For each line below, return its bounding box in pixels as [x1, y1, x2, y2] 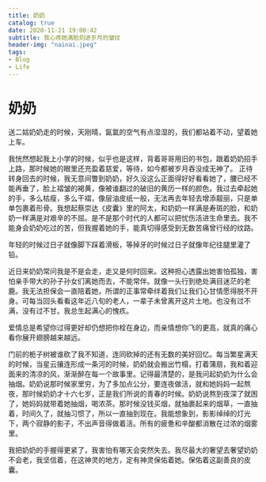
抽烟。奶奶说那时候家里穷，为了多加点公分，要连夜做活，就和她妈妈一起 [8, 378, 244, 388]
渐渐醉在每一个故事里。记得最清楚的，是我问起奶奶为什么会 [63, 369, 258, 378]
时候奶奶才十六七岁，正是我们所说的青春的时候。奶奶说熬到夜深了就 [28, 389, 251, 398]
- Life [8, 63, 30, 71]
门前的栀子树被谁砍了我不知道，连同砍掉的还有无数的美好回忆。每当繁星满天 [8, 349, 258, 359]
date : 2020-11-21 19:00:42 [8, 26, 97, 34]
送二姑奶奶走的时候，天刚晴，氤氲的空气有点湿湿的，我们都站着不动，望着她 [8, 127, 258, 137]
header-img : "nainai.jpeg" [8, 41, 97, 49]
